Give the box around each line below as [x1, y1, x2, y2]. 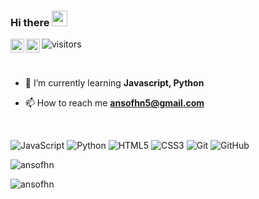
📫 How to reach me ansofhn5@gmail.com [24, 97, 205, 109]
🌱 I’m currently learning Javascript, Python [24, 77, 205, 89]
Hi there [10, 15, 50, 29]
